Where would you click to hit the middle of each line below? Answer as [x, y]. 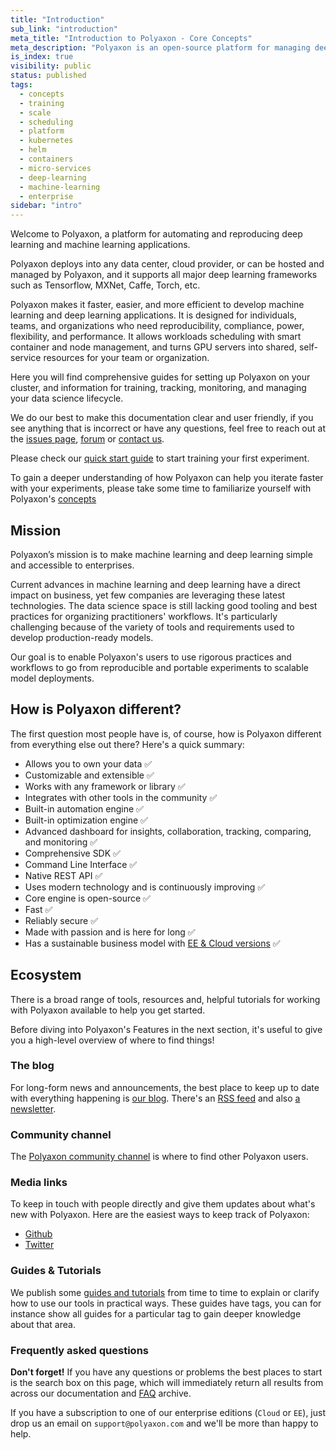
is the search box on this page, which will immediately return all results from [167, 1383]
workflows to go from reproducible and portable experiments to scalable [159, 667]
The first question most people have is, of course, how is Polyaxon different [166, 733]
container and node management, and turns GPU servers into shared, [153, 347]
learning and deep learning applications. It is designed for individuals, [153, 315]
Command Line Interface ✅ [81, 864]
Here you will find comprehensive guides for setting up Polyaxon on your [160, 377]
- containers [46, 159]
